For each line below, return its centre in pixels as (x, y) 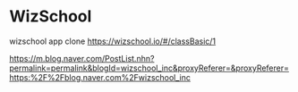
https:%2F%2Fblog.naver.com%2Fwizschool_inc (100, 77)
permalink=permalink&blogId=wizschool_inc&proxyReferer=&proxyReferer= (149, 68)
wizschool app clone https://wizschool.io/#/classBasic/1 (113, 41)
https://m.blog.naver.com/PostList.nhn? (82, 58)
